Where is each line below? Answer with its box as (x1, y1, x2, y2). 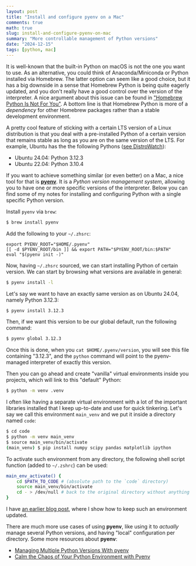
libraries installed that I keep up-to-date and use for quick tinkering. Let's (6, 405, 183, 412)
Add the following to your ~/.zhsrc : (6, 230, 91, 237)
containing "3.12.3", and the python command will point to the (6, 353, 153, 360)
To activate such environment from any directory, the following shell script (6, 455, 185, 462)
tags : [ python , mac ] (6, 47, 57, 53)
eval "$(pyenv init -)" (6, 252, 64, 257)
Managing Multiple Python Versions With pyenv (14, 547, 129, 554)
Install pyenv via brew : (6, 208, 57, 215)
